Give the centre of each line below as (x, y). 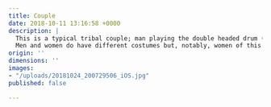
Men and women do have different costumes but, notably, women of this (139, 46)
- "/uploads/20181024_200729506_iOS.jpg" (79, 76)
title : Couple (32, 16)
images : (21, 68)
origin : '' (27, 53)
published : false (38, 83)
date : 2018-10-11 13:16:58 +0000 (65, 23)
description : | (34, 31)
